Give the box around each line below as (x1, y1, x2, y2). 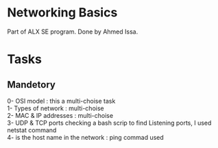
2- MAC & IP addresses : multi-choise (7, 111, 114, 119)
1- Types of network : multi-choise (7, 104, 104, 112)
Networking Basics (7, 5, 118, 21)
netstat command (7, 125, 57, 134)
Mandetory (7, 79, 56, 90)
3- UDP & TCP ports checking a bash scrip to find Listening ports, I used (7, 119, 212, 127)
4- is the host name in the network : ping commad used (7, 133, 165, 141)
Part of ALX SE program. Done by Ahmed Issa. (7, 27, 138, 36)
